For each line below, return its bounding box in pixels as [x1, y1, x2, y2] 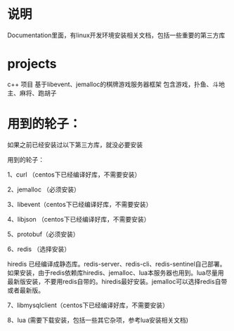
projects [7, 56, 58, 72]
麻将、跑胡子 [19, 88, 57, 97]
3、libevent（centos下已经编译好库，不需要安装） [7, 200, 152, 208]
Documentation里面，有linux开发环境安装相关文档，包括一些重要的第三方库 [7, 31, 226, 39]
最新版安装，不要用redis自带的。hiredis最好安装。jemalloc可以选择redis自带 [7, 277, 228, 285]
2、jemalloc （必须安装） [7, 185, 81, 194]
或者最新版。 [7, 285, 44, 295]
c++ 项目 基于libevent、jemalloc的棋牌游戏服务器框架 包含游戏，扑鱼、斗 [7, 80, 219, 88]
